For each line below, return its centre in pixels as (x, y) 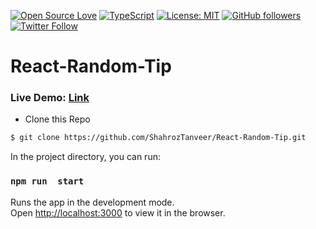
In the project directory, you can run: (85, 157)
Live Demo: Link (50, 98)
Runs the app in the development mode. (92, 202)
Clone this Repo (57, 119)
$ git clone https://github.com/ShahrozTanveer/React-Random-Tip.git (158, 138)
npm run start (47, 181)
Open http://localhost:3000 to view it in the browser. (118, 212)
